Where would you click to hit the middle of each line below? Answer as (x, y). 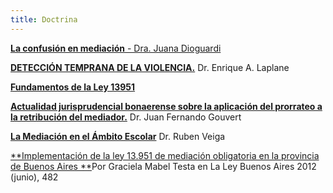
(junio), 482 (34, 177)
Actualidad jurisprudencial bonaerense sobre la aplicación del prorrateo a (166, 106)
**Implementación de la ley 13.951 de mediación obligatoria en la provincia (165, 155)
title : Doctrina (44, 19)
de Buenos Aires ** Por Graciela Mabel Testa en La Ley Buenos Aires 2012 (163, 166)
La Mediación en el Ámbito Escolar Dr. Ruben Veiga (118, 136)
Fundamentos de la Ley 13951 (73, 87)
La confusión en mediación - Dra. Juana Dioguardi (116, 48)
